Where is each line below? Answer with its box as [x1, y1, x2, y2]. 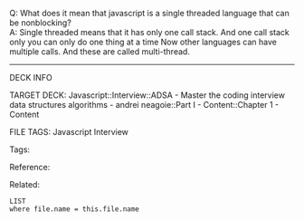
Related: [9, 179, 41, 189]
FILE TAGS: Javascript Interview [9, 127, 129, 137]
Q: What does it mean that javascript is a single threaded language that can [9, 8, 290, 18]
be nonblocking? [9, 17, 72, 28]
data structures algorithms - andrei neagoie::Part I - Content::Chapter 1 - [9, 100, 280, 110]
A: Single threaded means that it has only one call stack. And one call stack [9, 27, 290, 37]
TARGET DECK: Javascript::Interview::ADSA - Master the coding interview [9, 90, 285, 101]
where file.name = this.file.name [9, 205, 140, 214]
